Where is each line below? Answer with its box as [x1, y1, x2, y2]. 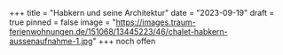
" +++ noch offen [92, 35, 156, 46]
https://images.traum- [115, 17, 197, 27]
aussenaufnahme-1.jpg [9, 35, 93, 46]
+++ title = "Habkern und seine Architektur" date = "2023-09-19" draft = [9, 8, 275, 18]
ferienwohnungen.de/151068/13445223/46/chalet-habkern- [9, 27, 228, 36]
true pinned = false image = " [9, 17, 117, 27]
